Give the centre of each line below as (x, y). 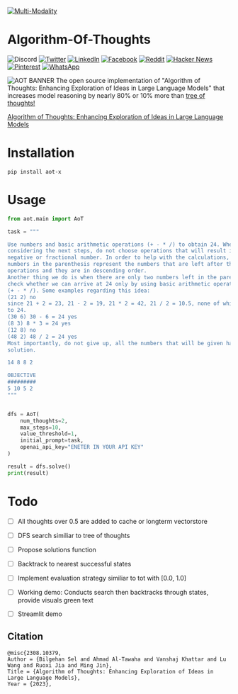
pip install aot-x (34, 172)
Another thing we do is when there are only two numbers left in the (112, 277)
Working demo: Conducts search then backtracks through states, (113, 592)
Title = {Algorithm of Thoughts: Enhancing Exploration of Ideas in (110, 671)
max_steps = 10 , (41, 427)
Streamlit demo (40, 614)
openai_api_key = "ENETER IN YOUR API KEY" (82, 447)
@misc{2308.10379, (34, 653)
